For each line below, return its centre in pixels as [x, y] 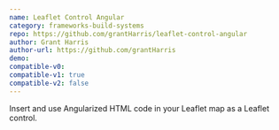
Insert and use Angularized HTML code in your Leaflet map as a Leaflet [139, 108]
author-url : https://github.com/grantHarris [93, 50]
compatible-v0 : [37, 67]
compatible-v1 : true [47, 75]
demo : [19, 58]
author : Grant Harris [49, 42]
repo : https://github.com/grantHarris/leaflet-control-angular [128, 34]
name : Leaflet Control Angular [67, 17]
